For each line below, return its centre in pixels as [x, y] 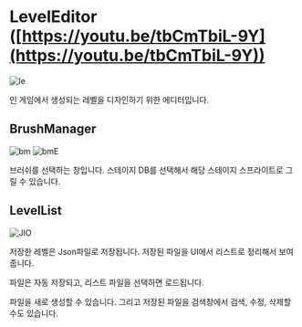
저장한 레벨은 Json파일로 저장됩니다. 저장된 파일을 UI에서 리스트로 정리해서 [143, 251]
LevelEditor [53, 17]
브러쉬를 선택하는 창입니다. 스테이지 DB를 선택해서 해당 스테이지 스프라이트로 [146, 170]
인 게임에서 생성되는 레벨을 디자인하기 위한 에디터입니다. [109, 100]
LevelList [36, 211]
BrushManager [53, 129]
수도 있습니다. [34, 313]
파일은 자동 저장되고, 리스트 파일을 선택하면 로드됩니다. [107, 282]
